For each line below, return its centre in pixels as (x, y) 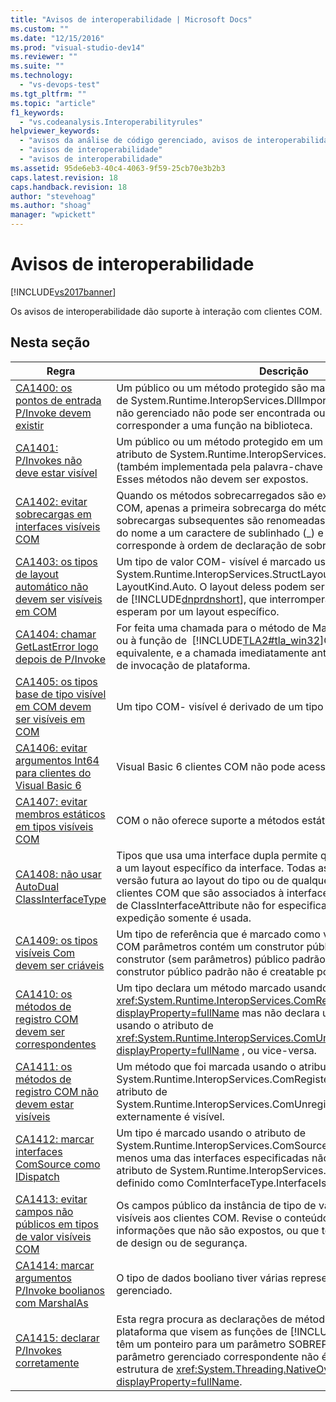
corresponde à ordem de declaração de (209, 545)
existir (30, 425)
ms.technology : (42, 76)
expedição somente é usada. (184, 918)
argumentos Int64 (57, 760)
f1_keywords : (37, 112)
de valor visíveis (53, 1236)
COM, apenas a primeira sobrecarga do (209, 508)
